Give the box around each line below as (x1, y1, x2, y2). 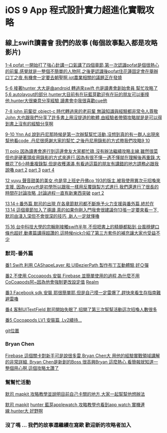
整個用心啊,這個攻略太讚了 (5, 365, 59, 371)
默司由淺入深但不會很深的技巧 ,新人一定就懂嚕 (5, 213, 100, 219)
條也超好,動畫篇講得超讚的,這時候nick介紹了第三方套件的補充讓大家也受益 (5, 230, 156, 236)
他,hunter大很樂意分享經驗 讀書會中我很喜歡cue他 (5, 98, 108, 103)
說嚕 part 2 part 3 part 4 (5, 167, 55, 173)
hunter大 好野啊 (10, 408, 43, 414)
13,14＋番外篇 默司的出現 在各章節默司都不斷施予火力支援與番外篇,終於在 (5, 201, 155, 206)
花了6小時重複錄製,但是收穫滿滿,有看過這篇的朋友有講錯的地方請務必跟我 (9, 161, 159, 166)
